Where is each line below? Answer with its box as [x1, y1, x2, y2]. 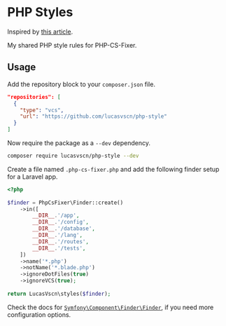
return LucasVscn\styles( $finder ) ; [7, 290, 111, 297]
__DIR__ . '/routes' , [32, 238, 90, 245]
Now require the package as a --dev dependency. [7, 139, 150, 147]
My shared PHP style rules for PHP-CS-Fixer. [7, 41, 137, 49]
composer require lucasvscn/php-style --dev [7, 152, 139, 159]
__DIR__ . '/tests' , [32, 245, 86, 252]
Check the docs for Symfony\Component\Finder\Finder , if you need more [7, 303, 214, 311]
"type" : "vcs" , [20, 107, 64, 114]
